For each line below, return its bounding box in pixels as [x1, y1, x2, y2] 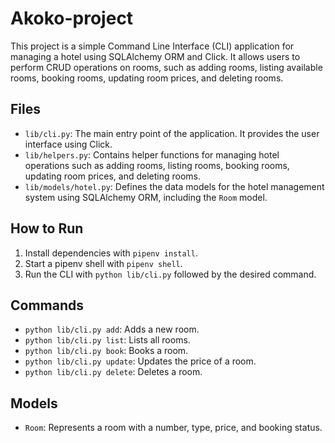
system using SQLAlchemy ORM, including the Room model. [24, 191, 268, 203]
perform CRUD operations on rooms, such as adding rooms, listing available [10, 61, 323, 73]
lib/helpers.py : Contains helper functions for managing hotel [24, 148, 280, 161]
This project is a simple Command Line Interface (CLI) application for [10, 40, 295, 52]
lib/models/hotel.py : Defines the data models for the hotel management [24, 180, 325, 192]
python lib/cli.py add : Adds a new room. [24, 323, 200, 336]
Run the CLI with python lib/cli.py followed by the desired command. [24, 268, 317, 280]
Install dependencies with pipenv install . [24, 247, 198, 259]
